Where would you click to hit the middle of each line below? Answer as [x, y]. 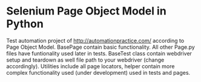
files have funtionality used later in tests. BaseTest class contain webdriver [99, 53]
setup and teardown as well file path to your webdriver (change [85, 60]
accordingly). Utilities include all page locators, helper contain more [91, 66]
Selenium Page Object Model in [86, 11]
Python [25, 24]
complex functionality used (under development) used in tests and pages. [98, 72]
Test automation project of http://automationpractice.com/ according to [95, 40]
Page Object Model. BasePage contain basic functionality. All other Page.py [100, 47]
